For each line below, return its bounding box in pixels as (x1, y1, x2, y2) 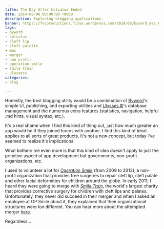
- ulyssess (5, 71, 27, 76)
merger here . (5, 208, 32, 215)
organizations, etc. (5, 158, 42, 164)
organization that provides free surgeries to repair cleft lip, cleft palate (17, 172, 158, 178)
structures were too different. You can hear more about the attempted (5, 204, 145, 209)
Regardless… (5, 218, 32, 224)
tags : (5, 25, 16, 30)
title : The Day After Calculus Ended (5, 7, 82, 12)
